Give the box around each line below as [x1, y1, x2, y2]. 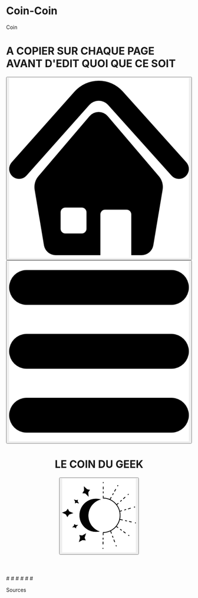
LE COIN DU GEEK [54, 458, 144, 471]
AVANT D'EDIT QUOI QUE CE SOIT [6, 57, 176, 70]
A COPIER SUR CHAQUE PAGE [6, 44, 155, 58]
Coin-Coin [6, 4, 58, 18]
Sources [6, 586, 27, 593]
